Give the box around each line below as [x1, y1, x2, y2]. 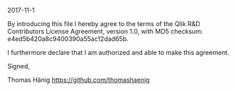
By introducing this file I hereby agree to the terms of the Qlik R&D [7, 20, 200, 28]
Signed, [7, 62, 30, 70]
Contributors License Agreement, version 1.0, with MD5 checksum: [7, 28, 203, 35]
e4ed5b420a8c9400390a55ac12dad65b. [7, 35, 129, 43]
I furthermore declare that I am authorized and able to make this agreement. [7, 49, 230, 56]
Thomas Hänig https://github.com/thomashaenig [7, 75, 150, 84]
